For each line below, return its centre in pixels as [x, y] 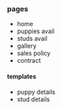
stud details [33, 99]
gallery [27, 46]
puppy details [36, 92]
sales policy [34, 53]
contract [29, 61]
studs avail [32, 39]
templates [22, 76]
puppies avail [35, 31]
